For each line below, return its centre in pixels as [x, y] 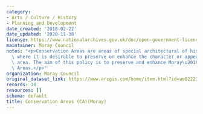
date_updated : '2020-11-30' [42, 34]
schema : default [27, 96]
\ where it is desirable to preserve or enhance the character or [97, 57]
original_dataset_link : [36, 79]
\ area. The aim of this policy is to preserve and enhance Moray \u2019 [105, 62]
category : [19, 12]
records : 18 [21, 85]
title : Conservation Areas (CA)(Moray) [56, 101]
